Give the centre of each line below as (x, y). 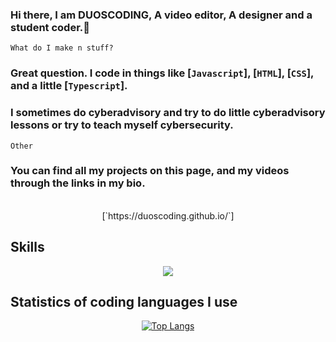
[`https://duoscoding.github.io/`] (168, 215)
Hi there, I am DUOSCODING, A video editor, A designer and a (161, 15)
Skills (27, 247)
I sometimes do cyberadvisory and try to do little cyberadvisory (168, 113)
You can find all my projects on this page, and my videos (150, 171)
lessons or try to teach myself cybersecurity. (122, 125)
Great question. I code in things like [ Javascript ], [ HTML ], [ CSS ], (162, 73)
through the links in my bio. (78, 183)
